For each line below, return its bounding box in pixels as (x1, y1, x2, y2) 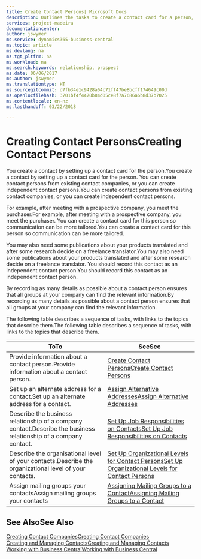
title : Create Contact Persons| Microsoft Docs (6, 8, 127, 15)
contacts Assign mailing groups (9, 489, 96, 498)
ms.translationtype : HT (6, 82, 66, 88)
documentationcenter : (6, 25, 60, 32)
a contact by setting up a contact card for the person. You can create (6, 173, 176, 181)
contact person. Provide (9, 360, 75, 369)
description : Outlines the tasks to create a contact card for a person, (6, 14, 194, 20)
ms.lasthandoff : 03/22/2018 (6, 103, 77, 110)
